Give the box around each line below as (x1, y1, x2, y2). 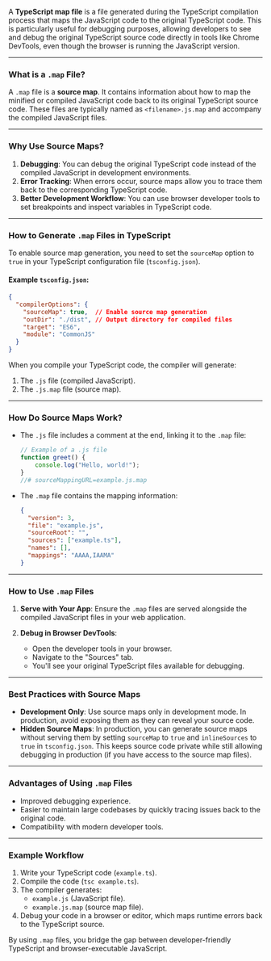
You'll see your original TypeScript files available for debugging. (31, 661, 244, 671)
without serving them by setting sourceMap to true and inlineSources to (19, 732, 257, 742)
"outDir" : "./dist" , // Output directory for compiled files (23, 315, 233, 324)
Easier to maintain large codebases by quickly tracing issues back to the (19, 804, 261, 814)
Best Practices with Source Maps (8, 688, 141, 699)
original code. (19, 813, 66, 823)
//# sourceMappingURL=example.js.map (19, 476, 148, 484)
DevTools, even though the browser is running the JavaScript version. (8, 41, 240, 51)
